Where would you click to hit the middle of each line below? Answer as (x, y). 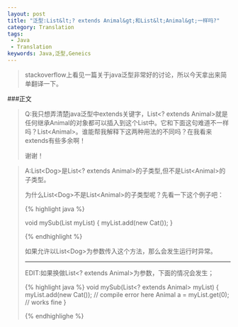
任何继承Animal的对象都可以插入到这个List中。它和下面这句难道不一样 (126, 122)
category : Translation (41, 27)
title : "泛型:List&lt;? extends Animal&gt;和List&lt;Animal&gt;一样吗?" (114, 21)
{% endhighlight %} (53, 236)
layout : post (27, 14)
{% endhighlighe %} (54, 316)
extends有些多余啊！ (55, 140)
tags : (15, 34)
